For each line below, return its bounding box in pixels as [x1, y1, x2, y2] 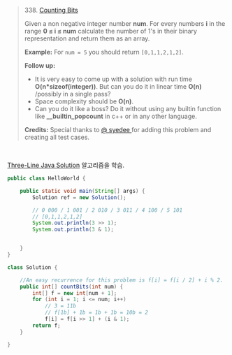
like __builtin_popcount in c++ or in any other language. [34, 112, 197, 120]
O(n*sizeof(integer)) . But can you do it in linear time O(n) [34, 82, 202, 90]
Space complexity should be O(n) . [34, 97, 134, 106]
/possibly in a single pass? [34, 90, 111, 98]
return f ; [32, 321, 61, 329]
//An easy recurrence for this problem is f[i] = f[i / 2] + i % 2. [20, 276, 224, 284]
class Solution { [7, 263, 58, 271]
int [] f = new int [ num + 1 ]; [32, 289, 117, 296]
